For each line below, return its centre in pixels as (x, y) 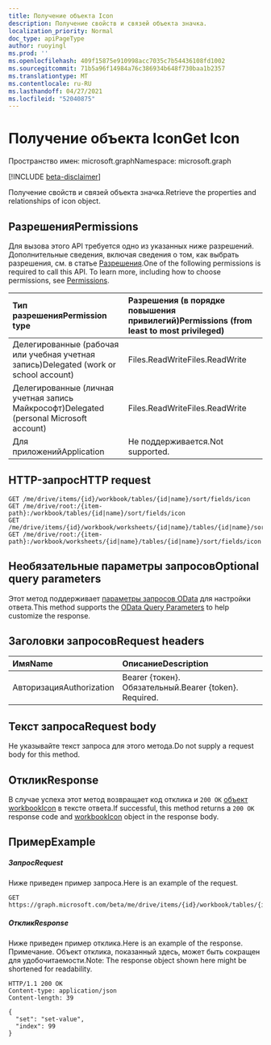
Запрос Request (36, 863)
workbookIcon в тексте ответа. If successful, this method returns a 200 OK (131, 808)
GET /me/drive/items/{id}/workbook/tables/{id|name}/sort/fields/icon (129, 499)
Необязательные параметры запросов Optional (134, 566)
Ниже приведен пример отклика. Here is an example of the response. (126, 943)
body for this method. (44, 754)
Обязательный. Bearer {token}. (180, 687)
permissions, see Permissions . (59, 280)
